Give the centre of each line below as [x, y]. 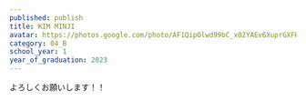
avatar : [24, 35]
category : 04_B [38, 43]
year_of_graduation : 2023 [58, 60]
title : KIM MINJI [42, 26]
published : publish [46, 18]
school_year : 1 [38, 52]
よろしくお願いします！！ [57, 87]
